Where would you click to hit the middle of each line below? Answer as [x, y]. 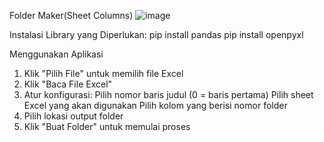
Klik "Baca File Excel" [68, 84]
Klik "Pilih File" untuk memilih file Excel [103, 73]
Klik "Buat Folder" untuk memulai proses [107, 126]
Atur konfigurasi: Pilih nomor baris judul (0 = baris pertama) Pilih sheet [168, 94]
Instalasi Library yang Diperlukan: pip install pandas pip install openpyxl [156, 34]
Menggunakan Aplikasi [56, 54]
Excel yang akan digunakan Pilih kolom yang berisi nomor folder [155, 105]
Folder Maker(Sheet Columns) [71, 15]
